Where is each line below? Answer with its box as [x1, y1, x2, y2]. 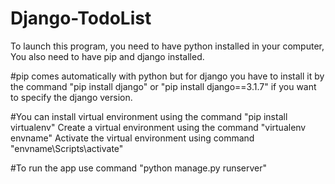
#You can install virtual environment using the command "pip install [10, 110, 288, 122]
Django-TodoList [10, 7, 152, 30]
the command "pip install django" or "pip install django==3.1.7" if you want [10, 80, 317, 92]
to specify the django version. [10, 91, 133, 103]
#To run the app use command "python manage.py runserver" [10, 162, 268, 174]
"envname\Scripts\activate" [10, 142, 124, 154]
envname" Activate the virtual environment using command [10, 132, 255, 144]
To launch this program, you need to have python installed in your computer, [10, 40, 325, 52]
